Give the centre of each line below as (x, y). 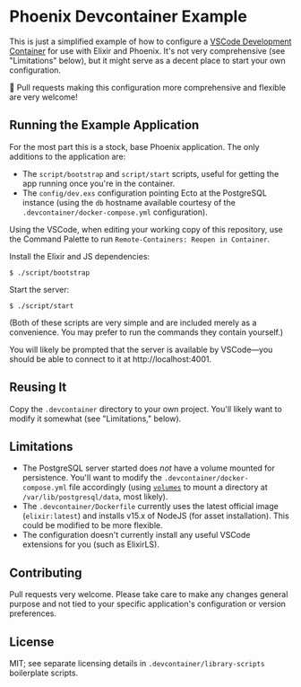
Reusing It (38, 388)
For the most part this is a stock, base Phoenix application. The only (134, 146)
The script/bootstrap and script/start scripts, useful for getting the (150, 173)
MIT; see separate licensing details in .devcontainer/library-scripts (137, 663)
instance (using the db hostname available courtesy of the (129, 202)
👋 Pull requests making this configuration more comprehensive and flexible (148, 87)
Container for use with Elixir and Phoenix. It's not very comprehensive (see (147, 50)
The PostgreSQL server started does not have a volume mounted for (149, 468)
